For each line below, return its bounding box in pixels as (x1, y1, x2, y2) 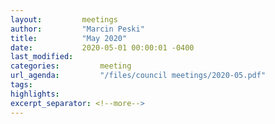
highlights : (10, 89, 60, 99)
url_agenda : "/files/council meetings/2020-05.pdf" (10, 71, 267, 81)
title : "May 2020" (10, 33, 128, 43)
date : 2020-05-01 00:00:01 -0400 (10, 42, 195, 53)
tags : (10, 80, 33, 90)
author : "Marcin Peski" (10, 24, 145, 34)
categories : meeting (10, 61, 132, 71)
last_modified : (10, 52, 74, 62)
